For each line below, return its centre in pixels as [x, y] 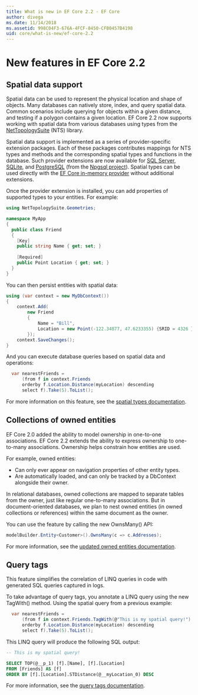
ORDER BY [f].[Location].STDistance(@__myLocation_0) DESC [80, 674]
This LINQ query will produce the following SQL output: [73, 642]
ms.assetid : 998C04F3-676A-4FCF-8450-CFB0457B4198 [70, 28]
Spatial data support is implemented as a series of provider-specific [88, 142]
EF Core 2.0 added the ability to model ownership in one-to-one [84, 434]
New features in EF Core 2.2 [76, 63]
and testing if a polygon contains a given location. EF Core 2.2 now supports [99, 118]
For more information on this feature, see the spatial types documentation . [96, 401]
